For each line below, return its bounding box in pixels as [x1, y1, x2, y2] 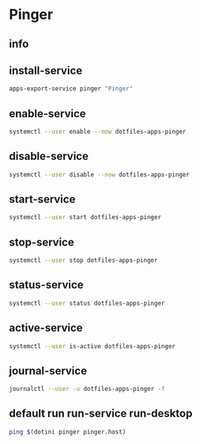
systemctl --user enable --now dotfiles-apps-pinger [9, 128, 187, 136]
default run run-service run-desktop [9, 407, 193, 420]
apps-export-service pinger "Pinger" [9, 85, 134, 93]
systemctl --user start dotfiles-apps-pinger [9, 214, 161, 222]
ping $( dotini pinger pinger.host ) [9, 427, 126, 436]
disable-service [9, 150, 89, 163]
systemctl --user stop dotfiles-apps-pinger [9, 256, 158, 264]
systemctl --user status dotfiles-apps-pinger [9, 299, 165, 307]
